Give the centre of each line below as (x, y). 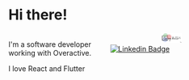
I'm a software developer (50, 44)
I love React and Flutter (47, 68)
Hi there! (38, 15)
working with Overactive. (50, 53)
